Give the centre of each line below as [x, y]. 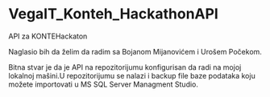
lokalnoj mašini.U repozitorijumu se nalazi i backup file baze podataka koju [132, 75]
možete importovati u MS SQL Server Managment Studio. [104, 84]
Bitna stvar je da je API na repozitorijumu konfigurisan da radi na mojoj [125, 67]
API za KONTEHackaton [48, 36]
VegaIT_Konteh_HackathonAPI [114, 14]
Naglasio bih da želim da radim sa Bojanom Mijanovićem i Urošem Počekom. [135, 51]
